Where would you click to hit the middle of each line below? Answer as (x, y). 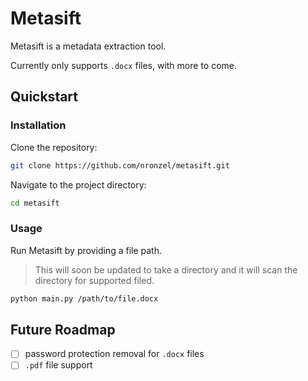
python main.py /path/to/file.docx (84, 298)
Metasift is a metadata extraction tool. (88, 46)
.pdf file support (58, 365)
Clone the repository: (54, 147)
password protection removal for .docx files (114, 354)
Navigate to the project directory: (78, 184)
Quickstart (44, 97)
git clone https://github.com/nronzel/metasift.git (120, 165)
